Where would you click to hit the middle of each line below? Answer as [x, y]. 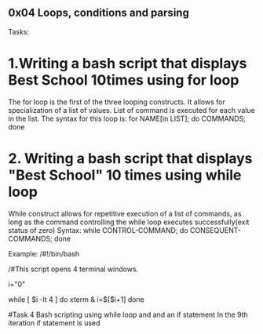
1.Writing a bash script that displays [128, 64]
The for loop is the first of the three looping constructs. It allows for [117, 102]
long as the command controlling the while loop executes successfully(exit [129, 222]
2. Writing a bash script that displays [130, 158]
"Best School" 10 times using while [125, 175]
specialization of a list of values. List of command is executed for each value [131, 110]
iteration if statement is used [54, 323]
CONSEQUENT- [215, 230]
